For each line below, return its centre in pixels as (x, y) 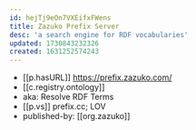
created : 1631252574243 (54, 52)
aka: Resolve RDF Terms (68, 97)
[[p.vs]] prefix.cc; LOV (64, 106)
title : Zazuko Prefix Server (64, 26)
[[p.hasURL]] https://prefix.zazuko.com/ (97, 77)
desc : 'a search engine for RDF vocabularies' (99, 35)
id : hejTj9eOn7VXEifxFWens (60, 18)
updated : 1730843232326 (54, 43)
